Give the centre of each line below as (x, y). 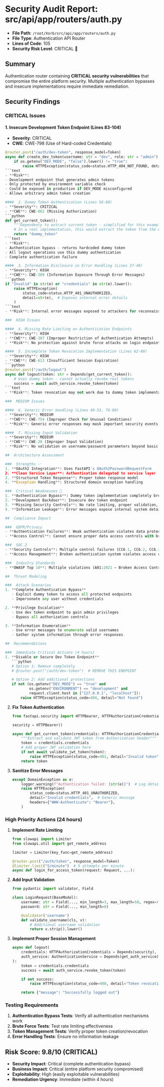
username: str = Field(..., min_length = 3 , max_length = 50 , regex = (89, 902)
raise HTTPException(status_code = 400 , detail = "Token (85, 984)
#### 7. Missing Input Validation (41, 433)
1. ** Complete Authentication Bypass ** (46, 590)
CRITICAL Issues (25, 116)
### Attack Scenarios (28, 585)
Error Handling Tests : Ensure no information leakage (65, 1037)
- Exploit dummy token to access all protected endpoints (72, 594)
